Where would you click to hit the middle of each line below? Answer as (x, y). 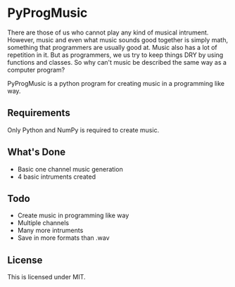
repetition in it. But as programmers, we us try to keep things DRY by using (115, 55)
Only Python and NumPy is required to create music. (83, 130)
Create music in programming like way (73, 215)
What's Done (37, 152)
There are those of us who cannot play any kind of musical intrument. (108, 32)
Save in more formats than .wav (64, 238)
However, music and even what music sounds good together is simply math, (118, 39)
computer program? (36, 70)
